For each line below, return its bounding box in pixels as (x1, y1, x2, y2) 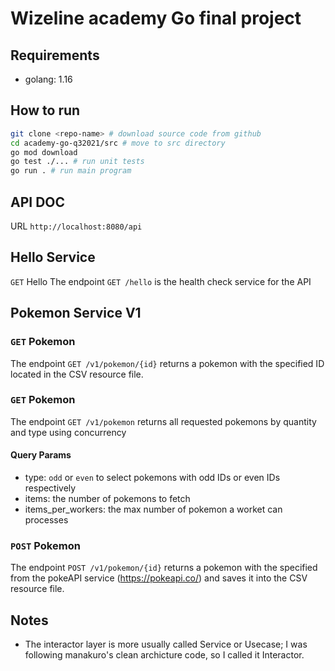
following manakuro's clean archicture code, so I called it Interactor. (24, 649, 305, 661)
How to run (10, 102, 81, 119)
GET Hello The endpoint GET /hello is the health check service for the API (10, 275, 312, 287)
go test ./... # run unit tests (10, 157, 145, 167)
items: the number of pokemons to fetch (24, 493, 191, 504)
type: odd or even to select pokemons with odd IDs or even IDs (24, 472, 281, 483)
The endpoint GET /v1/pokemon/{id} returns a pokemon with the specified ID (10, 357, 325, 369)
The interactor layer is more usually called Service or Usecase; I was (24, 638, 308, 651)
